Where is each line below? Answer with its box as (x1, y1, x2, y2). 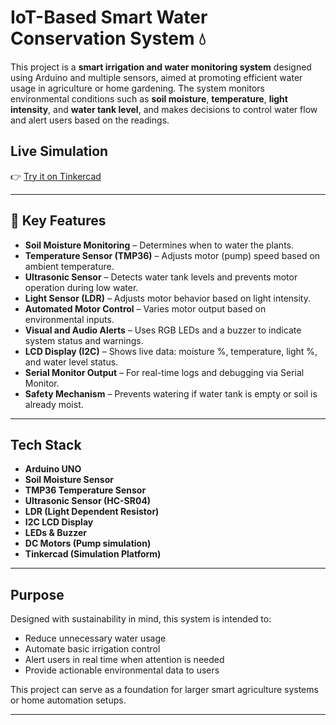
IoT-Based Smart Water (10, 6, 208, 29)
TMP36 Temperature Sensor (24, 484, 147, 496)
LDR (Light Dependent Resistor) (24, 506, 160, 518)
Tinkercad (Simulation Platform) (24, 548, 162, 560)
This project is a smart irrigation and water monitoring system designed (10, 61, 312, 73)
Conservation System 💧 (10, 27, 207, 50)
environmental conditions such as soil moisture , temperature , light (10, 92, 288, 105)
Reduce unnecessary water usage (24, 632, 167, 645)
